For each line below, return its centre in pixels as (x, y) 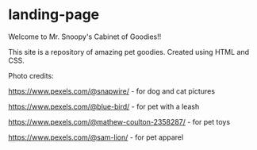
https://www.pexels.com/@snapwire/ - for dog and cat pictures (112, 91)
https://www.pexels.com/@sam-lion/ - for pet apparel (96, 137)
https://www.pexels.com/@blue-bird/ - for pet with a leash (104, 106)
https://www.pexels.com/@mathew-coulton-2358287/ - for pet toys (119, 121)
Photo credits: (31, 75)
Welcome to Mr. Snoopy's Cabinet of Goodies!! (85, 37)
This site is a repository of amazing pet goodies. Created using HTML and (129, 52)
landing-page (54, 15)
